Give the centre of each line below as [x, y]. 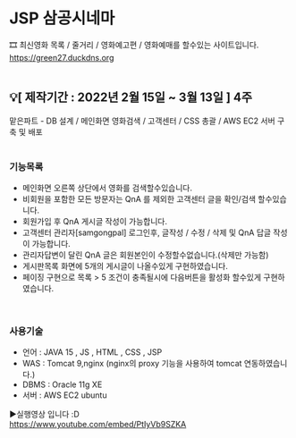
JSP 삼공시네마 [62, 18]
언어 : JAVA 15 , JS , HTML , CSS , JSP [92, 352]
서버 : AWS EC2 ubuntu [64, 395]
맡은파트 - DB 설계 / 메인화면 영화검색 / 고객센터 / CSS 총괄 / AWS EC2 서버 [142, 121]
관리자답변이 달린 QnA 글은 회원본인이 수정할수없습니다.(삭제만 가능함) [145, 255]
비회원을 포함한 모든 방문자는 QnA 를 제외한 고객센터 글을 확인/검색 [139, 199]
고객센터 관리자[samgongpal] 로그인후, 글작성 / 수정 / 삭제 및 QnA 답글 [146, 232]
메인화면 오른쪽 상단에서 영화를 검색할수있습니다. [107, 188]
